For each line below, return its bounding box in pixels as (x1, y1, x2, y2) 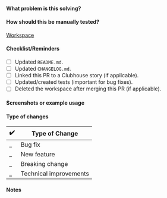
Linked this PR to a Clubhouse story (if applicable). (14, 72, 139, 79)
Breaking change (20, 160, 68, 168)
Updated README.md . (14, 58, 64, 65)
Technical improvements (20, 169, 89, 178)
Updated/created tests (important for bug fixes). (14, 78, 133, 86)
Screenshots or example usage (6, 99, 85, 106)
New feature (20, 150, 55, 159)
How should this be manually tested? (6, 18, 100, 26)
